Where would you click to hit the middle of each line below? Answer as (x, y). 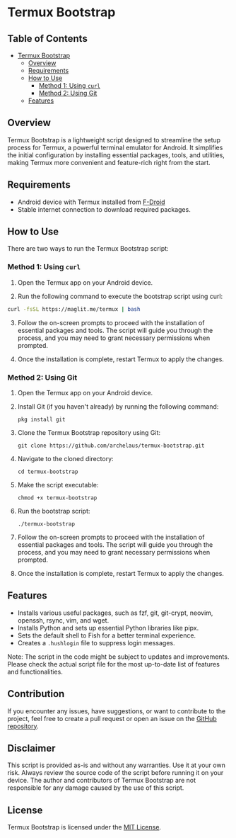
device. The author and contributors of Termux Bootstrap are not (102, 781)
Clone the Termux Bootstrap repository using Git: (89, 432)
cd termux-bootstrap (48, 472)
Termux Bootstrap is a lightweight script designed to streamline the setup (114, 140)
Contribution (36, 694)
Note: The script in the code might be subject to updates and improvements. (118, 657)
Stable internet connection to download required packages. (104, 209)
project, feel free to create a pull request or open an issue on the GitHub (112, 718)
